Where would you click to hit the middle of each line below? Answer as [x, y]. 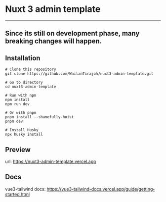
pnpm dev [14, 122]
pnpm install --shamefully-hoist [40, 117]
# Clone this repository [31, 70]
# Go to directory [24, 83]
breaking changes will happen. [54, 41]
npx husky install [24, 135]
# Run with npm [21, 96]
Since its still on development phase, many [72, 33]
